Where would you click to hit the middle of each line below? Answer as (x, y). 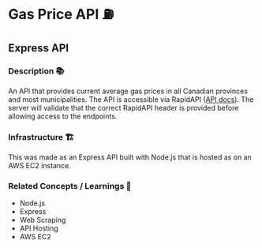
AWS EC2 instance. (39, 166)
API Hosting (39, 228)
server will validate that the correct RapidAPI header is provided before (124, 107)
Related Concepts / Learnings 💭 (70, 186)
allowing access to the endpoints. (63, 116)
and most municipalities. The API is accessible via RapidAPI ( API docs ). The (131, 99)
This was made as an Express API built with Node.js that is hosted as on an (130, 157)
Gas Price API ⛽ (61, 15)
